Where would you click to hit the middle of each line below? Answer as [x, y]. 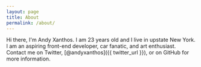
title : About [23, 17]
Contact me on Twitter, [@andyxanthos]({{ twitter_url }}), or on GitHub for [98, 53]
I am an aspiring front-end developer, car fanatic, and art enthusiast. [91, 46]
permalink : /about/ [31, 23]
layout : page [23, 12]
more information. [28, 59]
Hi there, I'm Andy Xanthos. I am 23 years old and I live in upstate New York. [101, 40]
